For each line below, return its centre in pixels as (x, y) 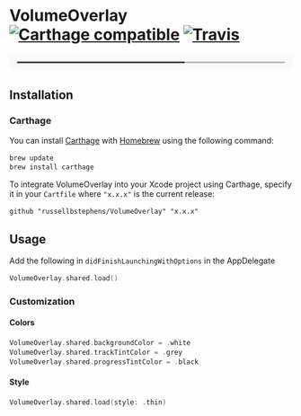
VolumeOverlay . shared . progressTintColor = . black (104, 362)
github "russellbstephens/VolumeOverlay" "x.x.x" (104, 212)
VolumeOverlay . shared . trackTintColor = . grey (96, 352)
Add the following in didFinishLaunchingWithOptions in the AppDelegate (142, 261)
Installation (41, 95)
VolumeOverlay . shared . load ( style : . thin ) (88, 402)
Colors (22, 323)
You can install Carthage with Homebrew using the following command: (142, 140)
